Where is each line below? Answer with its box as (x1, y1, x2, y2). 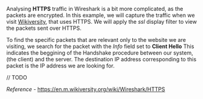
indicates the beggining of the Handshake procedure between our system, (6, 49, 193, 56)
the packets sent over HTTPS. (6, 24, 82, 32)
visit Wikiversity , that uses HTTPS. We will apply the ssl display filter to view (6, 18, 197, 25)
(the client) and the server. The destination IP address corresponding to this (6, 56, 197, 63)
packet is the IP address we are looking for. (6, 62, 115, 69)
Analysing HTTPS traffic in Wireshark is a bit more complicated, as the (6, 5, 183, 12)
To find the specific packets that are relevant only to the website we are (6, 36, 186, 43)
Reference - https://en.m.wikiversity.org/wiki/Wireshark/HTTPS (6, 86, 166, 93)
